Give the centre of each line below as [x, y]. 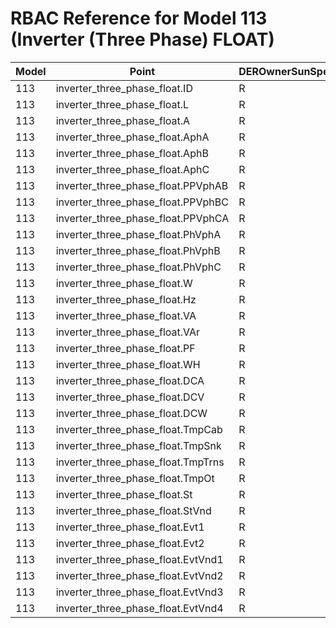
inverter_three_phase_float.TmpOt [135, 478]
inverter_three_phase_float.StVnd [133, 510]
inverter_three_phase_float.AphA [132, 137]
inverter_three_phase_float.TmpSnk [138, 445]
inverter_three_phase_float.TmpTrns [140, 462]
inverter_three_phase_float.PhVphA [138, 234]
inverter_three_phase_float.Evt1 [130, 527]
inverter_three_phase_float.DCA [130, 380]
